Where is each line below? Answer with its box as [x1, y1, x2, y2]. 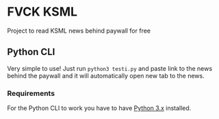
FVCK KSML [7, 4, 77, 20]
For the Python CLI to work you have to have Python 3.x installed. [7, 104, 192, 112]
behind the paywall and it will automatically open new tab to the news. [7, 71, 205, 80]
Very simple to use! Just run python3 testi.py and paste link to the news [7, 64, 213, 72]
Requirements [7, 88, 55, 98]
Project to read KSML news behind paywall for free [7, 27, 151, 35]
